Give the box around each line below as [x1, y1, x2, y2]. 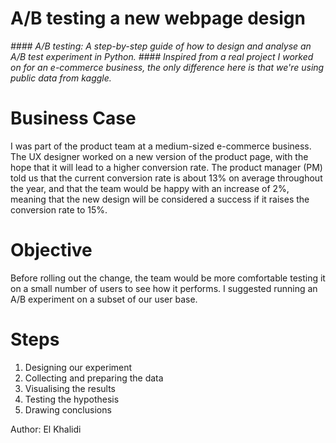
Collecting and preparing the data [24, 372, 164, 384]
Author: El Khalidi [10, 423, 82, 435]
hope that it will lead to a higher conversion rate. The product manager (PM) [10, 161, 323, 173]
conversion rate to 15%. [10, 203, 108, 216]
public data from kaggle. [10, 72, 112, 84]
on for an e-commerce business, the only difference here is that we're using [10, 61, 325, 73]
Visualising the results [24, 382, 116, 394]
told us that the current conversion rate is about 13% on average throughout [10, 172, 323, 184]
